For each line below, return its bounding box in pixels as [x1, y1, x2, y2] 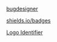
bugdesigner [6, 5, 38, 12]
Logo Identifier [6, 29, 43, 36]
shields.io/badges [6, 17, 51, 24]
